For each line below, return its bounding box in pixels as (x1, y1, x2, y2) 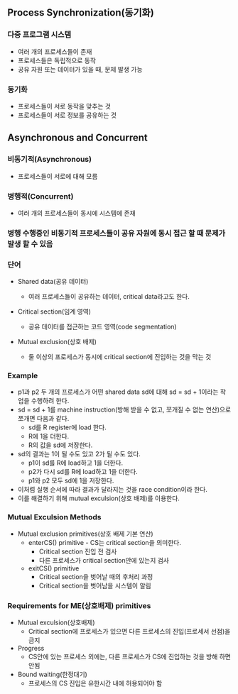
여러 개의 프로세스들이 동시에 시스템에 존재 (17, 209, 136, 217)
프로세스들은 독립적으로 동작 (17, 56, 97, 65)
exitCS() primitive (28, 563, 80, 573)
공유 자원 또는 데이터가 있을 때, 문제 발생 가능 (17, 65, 144, 73)
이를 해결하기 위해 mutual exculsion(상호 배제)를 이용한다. (17, 494, 180, 502)
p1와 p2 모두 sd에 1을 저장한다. (28, 476, 114, 485)
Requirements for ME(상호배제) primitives (7, 600, 151, 610)
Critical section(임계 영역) (17, 307, 91, 316)
